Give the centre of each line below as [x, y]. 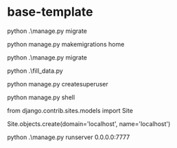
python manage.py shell [41, 97]
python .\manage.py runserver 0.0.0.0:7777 [69, 137]
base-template [50, 12]
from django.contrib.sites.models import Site [70, 110]
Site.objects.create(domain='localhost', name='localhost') [89, 123]
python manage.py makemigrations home [66, 44]
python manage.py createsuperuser [58, 84]
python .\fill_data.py [35, 71]
